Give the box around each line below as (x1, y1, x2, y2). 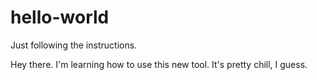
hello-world (10, 6, 110, 29)
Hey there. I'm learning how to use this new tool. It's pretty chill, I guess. (10, 58, 308, 70)
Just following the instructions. (10, 39, 138, 51)
